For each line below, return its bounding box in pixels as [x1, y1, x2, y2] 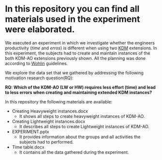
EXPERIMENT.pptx [12, 129, 49, 134]
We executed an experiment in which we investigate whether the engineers [5, 40, 155, 45]
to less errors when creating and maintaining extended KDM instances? [5, 89, 152, 95]
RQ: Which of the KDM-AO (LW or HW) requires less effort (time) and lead [5, 84, 156, 90]
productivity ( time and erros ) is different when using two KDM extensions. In [5, 45, 157, 51]
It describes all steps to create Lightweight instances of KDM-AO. [19, 123, 150, 129]
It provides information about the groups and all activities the [19, 134, 141, 140]
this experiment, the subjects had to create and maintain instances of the [5, 50, 150, 56]
